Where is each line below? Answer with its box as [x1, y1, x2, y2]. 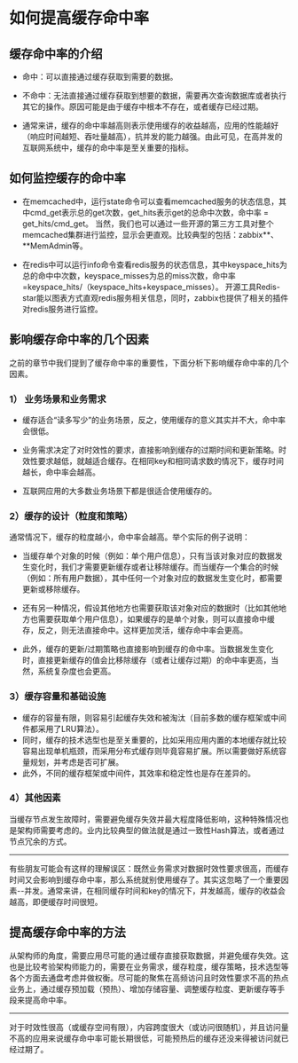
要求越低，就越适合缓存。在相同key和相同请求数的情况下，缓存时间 [37, 455, 284, 466]
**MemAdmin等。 [21, 240, 89, 251]
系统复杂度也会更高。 [37, 666, 116, 677]
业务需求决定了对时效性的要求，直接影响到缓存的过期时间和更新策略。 [21, 445, 279, 455]
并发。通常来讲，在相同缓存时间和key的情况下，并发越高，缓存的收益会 [23, 885, 286, 896]
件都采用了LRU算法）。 [21, 723, 105, 734]
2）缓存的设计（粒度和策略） [9, 509, 133, 522]
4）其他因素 [9, 791, 61, 804]
